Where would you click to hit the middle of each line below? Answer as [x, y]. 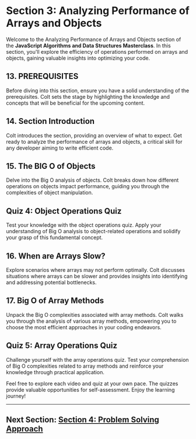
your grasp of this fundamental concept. [55, 237]
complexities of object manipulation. [50, 193]
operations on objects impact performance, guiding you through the [87, 186]
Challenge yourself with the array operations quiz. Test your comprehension [97, 360]
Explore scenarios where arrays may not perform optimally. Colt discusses [96, 270]
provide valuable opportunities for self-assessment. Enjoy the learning [90, 389]
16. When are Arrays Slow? [56, 256]
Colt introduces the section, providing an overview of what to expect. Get [94, 135]
